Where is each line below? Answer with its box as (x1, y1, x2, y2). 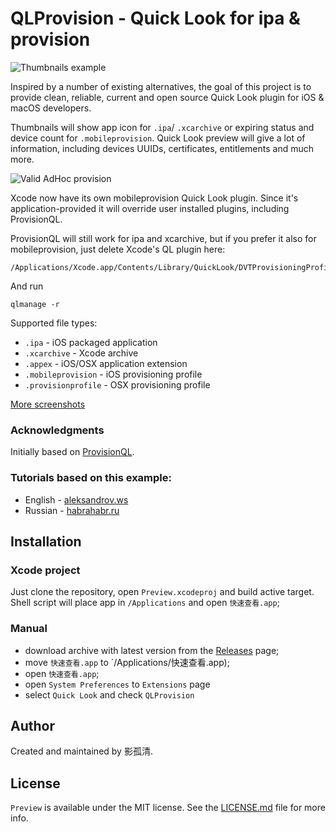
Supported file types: (10, 317, 98, 329)
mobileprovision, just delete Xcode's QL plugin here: (10, 243, 226, 255)
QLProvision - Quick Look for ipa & (10, 7, 301, 30)
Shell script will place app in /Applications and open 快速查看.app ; (10, 597, 280, 609)
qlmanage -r (10, 299, 60, 309)
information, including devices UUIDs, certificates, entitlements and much (10, 142, 315, 154)
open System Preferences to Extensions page (24, 678, 211, 690)
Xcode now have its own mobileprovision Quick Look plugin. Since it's (10, 192, 299, 204)
